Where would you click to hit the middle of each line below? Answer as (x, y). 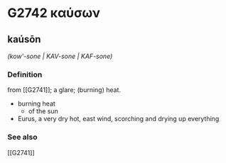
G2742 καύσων (54, 13)
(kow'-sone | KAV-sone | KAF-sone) (60, 56)
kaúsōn (24, 39)
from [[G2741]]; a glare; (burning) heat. (64, 90)
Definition (25, 74)
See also (22, 137)
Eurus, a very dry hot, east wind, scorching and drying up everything (118, 119)
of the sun (43, 111)
